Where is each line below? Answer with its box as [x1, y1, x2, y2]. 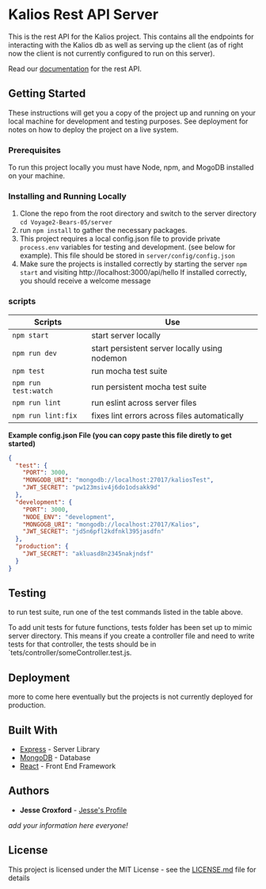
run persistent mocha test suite [91, 381, 207, 392]
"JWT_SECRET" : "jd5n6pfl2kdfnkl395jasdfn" [22, 528, 165, 536]
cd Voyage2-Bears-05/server [19, 219, 112, 227]
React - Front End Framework [19, 761, 116, 771]
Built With [8, 723, 58, 737]
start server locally [91, 330, 161, 341]
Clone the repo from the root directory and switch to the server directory [19, 208, 257, 219]
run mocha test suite [91, 365, 168, 376]
